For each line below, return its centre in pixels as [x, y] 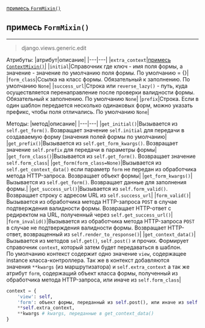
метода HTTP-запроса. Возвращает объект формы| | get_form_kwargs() [99, 176]
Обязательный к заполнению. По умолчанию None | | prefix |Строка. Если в [103, 99]
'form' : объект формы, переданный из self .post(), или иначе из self [108, 302]
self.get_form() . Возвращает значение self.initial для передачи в [95, 130]
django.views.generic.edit [54, 48]
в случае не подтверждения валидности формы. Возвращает [86, 228]
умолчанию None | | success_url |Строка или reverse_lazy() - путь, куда [97, 86]
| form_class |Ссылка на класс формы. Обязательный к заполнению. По [98, 79]
